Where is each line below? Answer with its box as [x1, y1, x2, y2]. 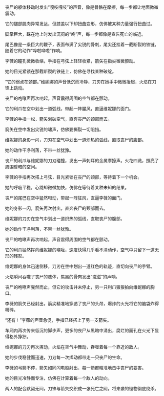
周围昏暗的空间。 [5, 164, 40, 170]
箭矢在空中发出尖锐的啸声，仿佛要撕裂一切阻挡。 [5, 127, 103, 132]
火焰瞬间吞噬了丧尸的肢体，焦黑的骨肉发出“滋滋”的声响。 [5, 274, 121, 280]
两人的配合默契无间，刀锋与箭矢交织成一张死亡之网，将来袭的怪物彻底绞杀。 [5, 386, 159, 391]
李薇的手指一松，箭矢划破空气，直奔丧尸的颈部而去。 [5, 116, 112, 122]
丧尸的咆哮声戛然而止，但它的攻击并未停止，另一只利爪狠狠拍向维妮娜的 [5, 284, 150, 290]
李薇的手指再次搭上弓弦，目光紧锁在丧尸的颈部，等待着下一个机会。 [5, 174, 142, 180]
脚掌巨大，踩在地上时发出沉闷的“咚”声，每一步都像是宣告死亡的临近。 [5, 31, 146, 37]
